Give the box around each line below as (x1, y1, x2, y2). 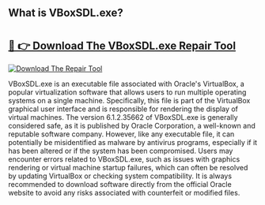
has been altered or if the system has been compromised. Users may (8, 146, 233, 155)
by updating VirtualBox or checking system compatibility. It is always (8, 171, 232, 181)
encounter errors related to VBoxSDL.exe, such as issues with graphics (8, 155, 240, 164)
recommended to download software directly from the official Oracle (8, 180, 232, 188)
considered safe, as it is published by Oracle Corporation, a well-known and (8, 121, 256, 130)
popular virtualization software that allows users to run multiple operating (8, 88, 247, 97)
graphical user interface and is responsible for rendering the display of (8, 104, 239, 114)
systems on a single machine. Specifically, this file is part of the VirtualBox (8, 96, 251, 105)
